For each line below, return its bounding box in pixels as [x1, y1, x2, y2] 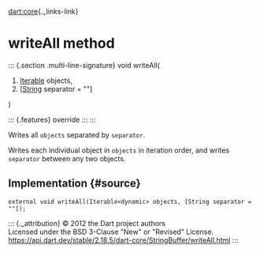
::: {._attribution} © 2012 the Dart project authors [8, 218, 165, 228]
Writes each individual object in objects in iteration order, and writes [8, 145, 230, 155]
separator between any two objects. [8, 153, 126, 163]
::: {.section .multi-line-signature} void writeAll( [8, 60, 160, 70]
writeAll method [8, 35, 116, 52]
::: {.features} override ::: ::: [8, 115, 96, 124]
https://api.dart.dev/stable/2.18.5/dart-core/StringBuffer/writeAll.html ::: [8, 235, 239, 244]
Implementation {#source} [8, 177, 142, 191]
